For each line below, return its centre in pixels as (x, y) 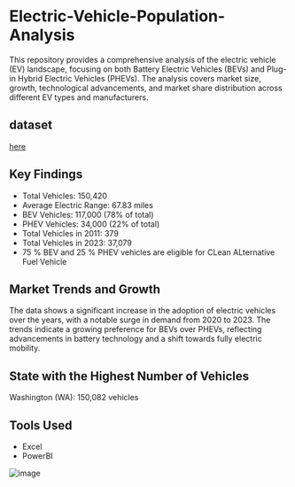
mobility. (25, 348)
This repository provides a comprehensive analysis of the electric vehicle (143, 59)
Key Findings (46, 174)
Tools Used (41, 425)
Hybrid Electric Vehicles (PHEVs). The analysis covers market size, (139, 78)
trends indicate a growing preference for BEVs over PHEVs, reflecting (136, 329)
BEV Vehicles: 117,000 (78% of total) (88, 214)
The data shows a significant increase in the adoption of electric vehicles (143, 311)
